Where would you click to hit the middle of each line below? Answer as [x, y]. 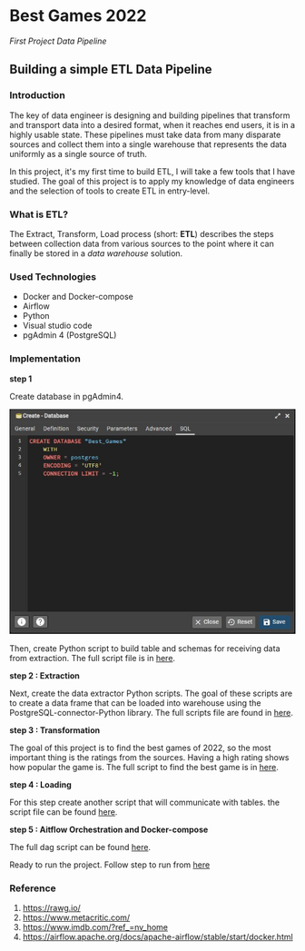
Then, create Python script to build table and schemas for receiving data [145, 648]
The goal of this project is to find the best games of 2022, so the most [140, 748]
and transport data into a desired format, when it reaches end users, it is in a [152, 124]
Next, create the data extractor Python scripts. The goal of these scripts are [151, 693]
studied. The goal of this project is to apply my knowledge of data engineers [152, 181]
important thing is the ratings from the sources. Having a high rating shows [149, 757]
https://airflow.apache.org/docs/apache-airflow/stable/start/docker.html [157, 937]
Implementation [45, 359]
